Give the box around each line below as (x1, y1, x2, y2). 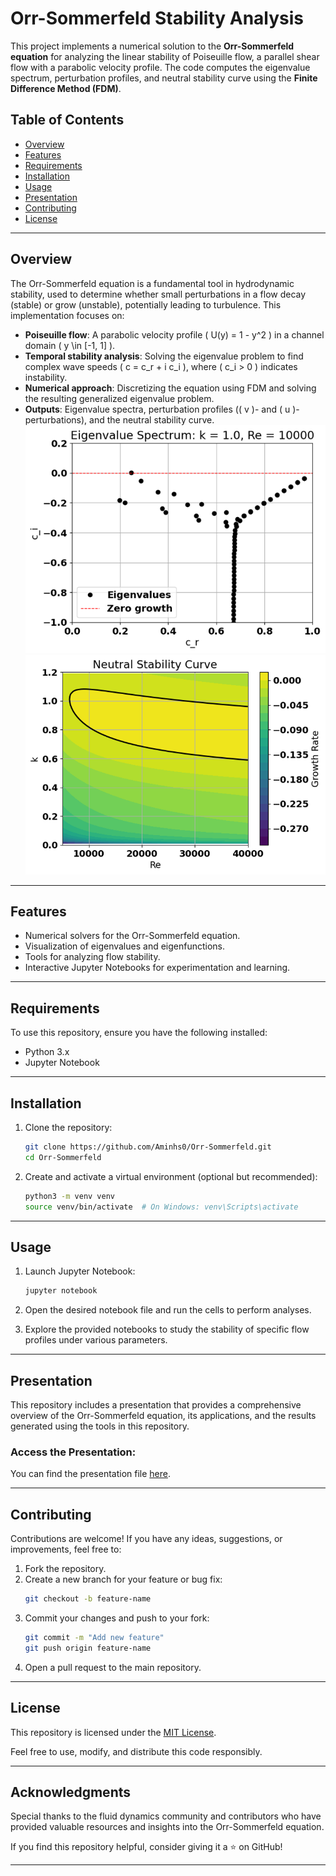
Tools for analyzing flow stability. (24, 951, 161, 963)
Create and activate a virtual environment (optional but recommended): (24, 1170, 318, 1182)
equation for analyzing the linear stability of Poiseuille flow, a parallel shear (10, 50, 320, 62)
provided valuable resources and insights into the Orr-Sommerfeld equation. (10, 1821, 325, 1833)
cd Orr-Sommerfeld (24, 1152, 102, 1162)
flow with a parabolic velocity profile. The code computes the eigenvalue (10, 61, 311, 73)
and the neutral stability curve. (89, 413, 215, 426)
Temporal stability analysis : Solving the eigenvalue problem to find (24, 350, 304, 362)
